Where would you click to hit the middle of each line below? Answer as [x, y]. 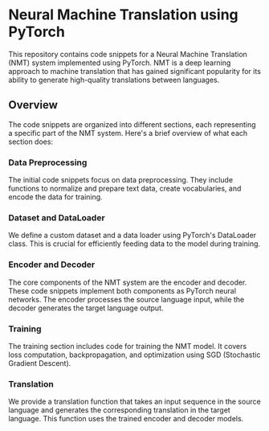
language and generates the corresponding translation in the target [119, 410]
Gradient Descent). [40, 363]
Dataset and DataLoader [57, 217]
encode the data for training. [55, 197]
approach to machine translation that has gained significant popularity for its [134, 71]
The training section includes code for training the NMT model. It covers [128, 346]
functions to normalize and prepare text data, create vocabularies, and [125, 189]
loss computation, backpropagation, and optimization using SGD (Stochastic [134, 355]
